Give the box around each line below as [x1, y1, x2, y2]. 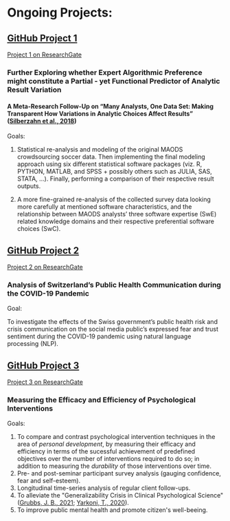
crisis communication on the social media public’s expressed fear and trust [7, 325, 218, 334]
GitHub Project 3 [7, 360, 80, 371]
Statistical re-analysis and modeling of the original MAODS [16, 145, 183, 154]
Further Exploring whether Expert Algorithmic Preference [7, 68, 203, 77]
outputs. [16, 182, 41, 190]
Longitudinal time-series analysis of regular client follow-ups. [16, 484, 191, 492]
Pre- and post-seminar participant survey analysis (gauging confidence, [16, 469, 222, 478]
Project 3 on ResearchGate [7, 378, 84, 387]
